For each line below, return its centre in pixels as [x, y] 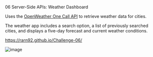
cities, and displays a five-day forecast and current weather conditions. [76, 31]
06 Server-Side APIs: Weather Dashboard [47, 7]
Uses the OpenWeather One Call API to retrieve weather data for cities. [76, 16]
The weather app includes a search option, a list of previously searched [77, 26]
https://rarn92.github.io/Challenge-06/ [44, 40]
